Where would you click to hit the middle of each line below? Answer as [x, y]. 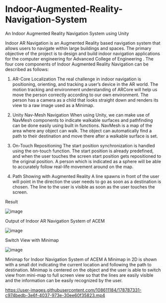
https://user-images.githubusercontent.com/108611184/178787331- [73, 290]
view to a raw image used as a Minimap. [53, 105]
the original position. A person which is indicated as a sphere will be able [86, 161]
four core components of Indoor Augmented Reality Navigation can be [77, 64]
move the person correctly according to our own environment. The [80, 95]
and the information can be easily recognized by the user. [64, 280]
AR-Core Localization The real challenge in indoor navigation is [77, 79]
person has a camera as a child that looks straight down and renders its [85, 100]
